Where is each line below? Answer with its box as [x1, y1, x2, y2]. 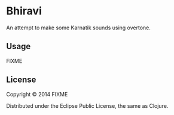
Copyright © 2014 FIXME [6, 90, 68, 98]
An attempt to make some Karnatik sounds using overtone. [6, 24, 151, 31]
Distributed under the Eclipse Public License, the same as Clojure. [6, 102, 169, 109]
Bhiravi [6, 4, 42, 18]
